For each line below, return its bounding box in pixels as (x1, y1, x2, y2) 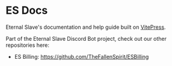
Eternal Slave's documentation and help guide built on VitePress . (5, 23, 166, 31)
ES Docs (5, 4, 48, 17)
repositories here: (5, 41, 49, 49)
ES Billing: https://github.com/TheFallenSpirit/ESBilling (14, 53, 149, 60)
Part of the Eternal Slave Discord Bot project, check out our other (5, 35, 167, 42)
